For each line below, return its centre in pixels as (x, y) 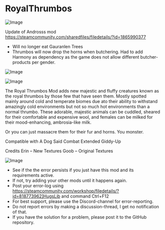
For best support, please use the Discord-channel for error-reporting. (83, 201)
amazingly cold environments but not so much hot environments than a (77, 106)
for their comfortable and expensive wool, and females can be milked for (79, 117)
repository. (23, 222)
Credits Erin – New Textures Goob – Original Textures (59, 151)
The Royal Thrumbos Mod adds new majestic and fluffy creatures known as (82, 91)
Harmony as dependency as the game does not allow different (76, 57)
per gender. (44, 62)
